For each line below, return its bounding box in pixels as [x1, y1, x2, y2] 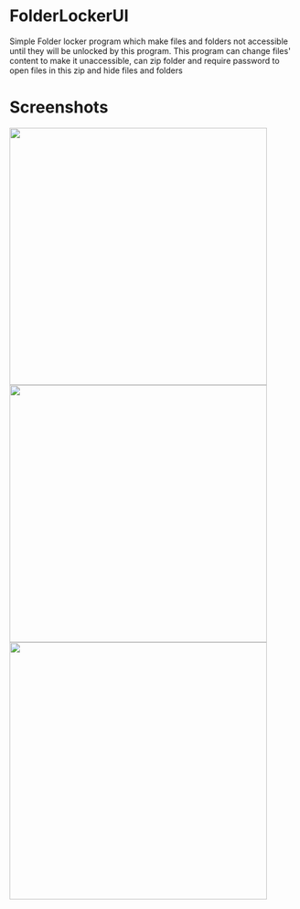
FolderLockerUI [9, 5, 130, 27]
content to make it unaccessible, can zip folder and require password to [9, 55, 281, 66]
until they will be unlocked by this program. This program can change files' [9, 45, 291, 56]
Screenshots [9, 97, 109, 118]
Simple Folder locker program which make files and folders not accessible [9, 36, 288, 47]
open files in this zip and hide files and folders [9, 65, 183, 76]
